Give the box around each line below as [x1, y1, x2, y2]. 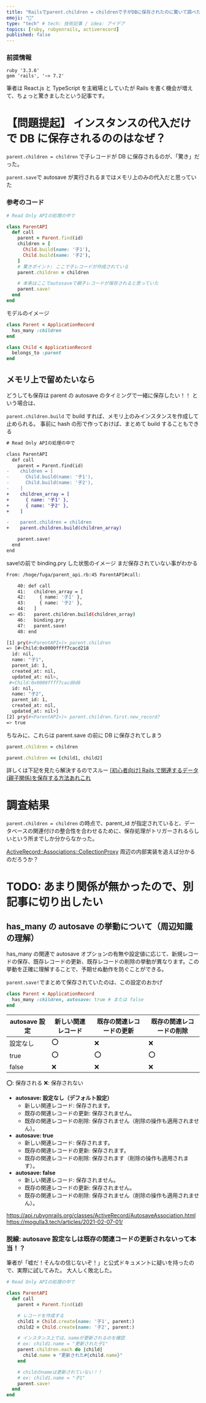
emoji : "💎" [6, 15, 34, 21]
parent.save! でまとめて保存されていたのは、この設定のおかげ [6, 978, 163, 986]
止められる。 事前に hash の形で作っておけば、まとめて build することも [6, 420, 189, 427]
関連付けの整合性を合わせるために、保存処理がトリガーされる [32, 827, 189, 835]
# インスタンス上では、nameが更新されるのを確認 [17, 1335, 125, 1342]
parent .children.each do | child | [17, 1346, 103, 1353]
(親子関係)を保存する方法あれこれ [6, 774, 91, 782]
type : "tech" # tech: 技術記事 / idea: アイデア [6, 20, 126, 26]
